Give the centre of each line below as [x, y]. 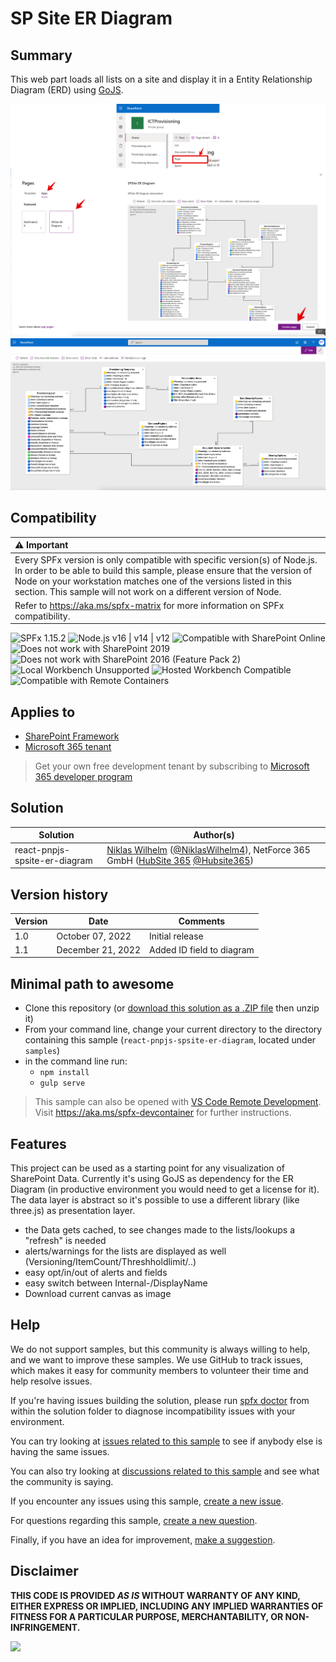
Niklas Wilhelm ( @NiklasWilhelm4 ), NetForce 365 [208, 849]
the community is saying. [62, 1481]
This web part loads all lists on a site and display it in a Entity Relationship [161, 79]
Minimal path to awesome [92, 983]
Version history [59, 894]
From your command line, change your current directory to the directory [173, 1029]
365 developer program [83, 777]
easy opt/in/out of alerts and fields [96, 1273]
